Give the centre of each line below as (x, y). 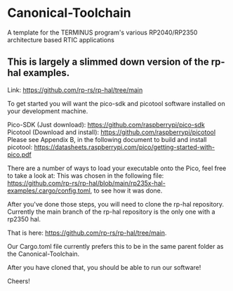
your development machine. (48, 111)
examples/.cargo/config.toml (49, 190)
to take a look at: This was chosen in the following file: (86, 175)
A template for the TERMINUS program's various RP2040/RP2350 (102, 32)
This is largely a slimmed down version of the (108, 62)
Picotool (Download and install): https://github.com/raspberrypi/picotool (112, 132)
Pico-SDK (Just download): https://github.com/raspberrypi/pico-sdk (106, 124)
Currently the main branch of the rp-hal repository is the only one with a (111, 212)
